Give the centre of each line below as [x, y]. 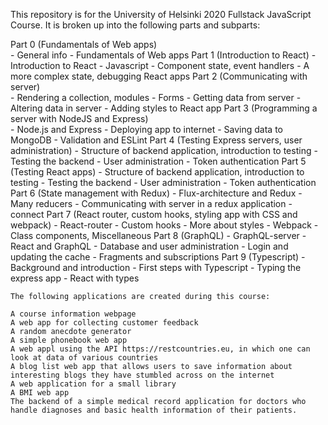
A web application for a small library [93, 384]
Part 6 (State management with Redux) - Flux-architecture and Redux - [156, 193]
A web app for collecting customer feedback [104, 323]
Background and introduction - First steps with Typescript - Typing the [156, 267]
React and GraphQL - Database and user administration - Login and [149, 246]
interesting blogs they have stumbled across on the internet [142, 375]
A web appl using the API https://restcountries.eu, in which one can [160, 349]
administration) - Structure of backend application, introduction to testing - [164, 150]
